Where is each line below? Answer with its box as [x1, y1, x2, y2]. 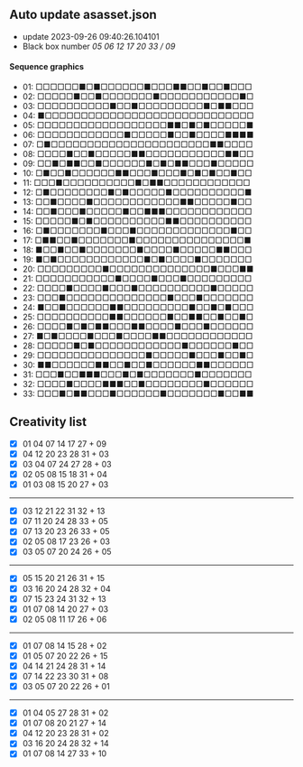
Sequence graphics [9, 61, 84, 72]
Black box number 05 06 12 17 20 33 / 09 [22, 41, 176, 51]
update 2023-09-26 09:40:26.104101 [22, 31, 160, 42]
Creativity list [9, 414, 87, 430]
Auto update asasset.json [9, 7, 158, 23]
